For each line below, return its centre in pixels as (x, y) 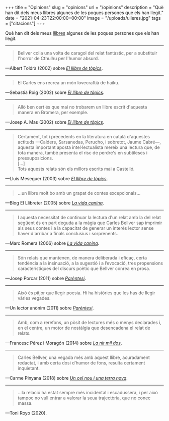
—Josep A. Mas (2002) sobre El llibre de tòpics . (55, 122)
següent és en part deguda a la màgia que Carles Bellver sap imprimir (90, 223)
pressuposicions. (35, 158)
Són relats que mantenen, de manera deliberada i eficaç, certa (82, 258)
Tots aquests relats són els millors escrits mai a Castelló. (76, 169)
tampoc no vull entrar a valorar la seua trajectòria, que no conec (84, 398)
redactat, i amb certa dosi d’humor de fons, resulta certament (81, 363)
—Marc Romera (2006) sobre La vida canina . (52, 243)
